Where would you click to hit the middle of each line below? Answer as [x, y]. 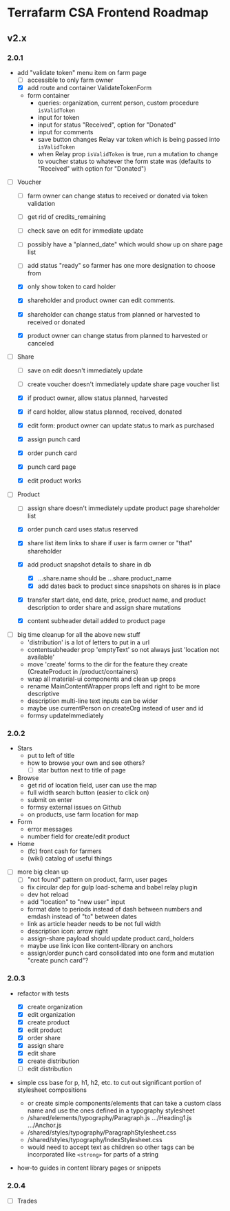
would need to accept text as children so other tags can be [111, 1147]
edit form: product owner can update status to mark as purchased [121, 425]
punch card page [52, 467]
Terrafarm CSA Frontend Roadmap [108, 13]
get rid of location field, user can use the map [92, 786]
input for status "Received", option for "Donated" [107, 125]
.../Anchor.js [44, 1125]
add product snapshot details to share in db [89, 564]
